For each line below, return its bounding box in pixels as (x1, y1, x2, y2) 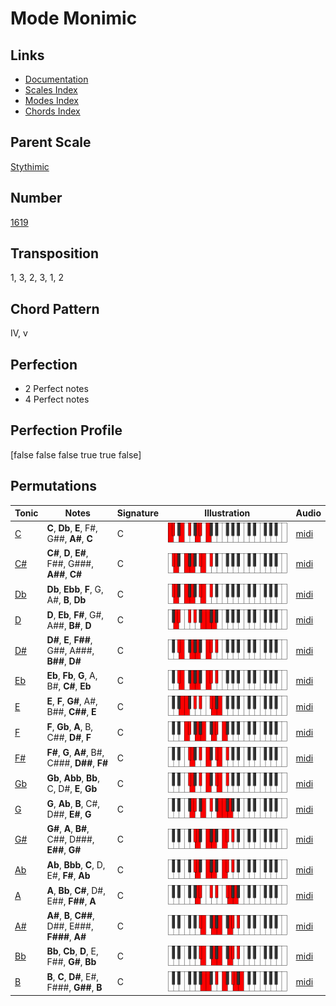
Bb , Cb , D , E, (46, 945, 99, 957)
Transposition (10, 245, 100, 262)
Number (10, 190, 63, 207)
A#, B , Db (46, 593, 87, 606)
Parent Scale (10, 134, 92, 151)
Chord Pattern (10, 300, 100, 317)
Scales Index (24, 84, 78, 96)
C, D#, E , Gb (46, 783, 98, 795)
